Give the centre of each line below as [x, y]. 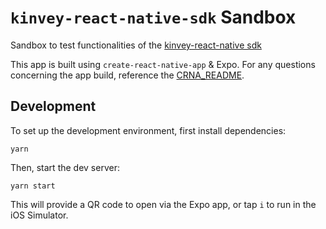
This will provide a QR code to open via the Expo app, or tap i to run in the [163, 204]
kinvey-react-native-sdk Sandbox [153, 17]
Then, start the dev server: [65, 167]
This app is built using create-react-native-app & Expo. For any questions [163, 64]
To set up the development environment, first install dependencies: [148, 130]
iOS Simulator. [39, 215]
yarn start [33, 186]
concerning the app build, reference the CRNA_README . [127, 75]
